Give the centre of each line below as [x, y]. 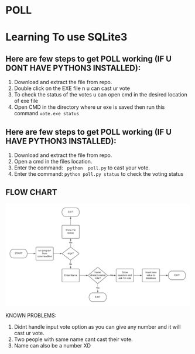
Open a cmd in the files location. [53, 161]
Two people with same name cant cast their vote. [73, 339]
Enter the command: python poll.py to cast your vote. [82, 168]
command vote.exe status [47, 113]
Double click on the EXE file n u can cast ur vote [72, 88]
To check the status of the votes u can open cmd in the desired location [101, 95]
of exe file [26, 101]
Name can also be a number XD [52, 345]
